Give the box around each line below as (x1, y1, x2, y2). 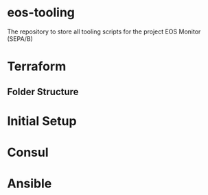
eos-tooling (7, 5, 76, 21)
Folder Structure (7, 86, 79, 97)
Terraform (7, 59, 67, 75)
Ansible (7, 176, 52, 192)
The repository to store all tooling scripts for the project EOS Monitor (7, 27, 201, 36)
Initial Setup (7, 113, 77, 129)
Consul (7, 144, 49, 160)
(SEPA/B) (7, 34, 33, 42)
